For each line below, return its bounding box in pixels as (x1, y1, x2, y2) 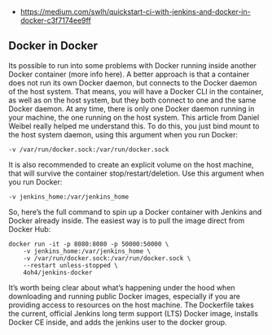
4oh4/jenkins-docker (23, 268, 93, 276)
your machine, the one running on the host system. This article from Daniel (8, 112, 260, 122)
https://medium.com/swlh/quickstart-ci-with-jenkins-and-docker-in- (20, 7, 251, 16)
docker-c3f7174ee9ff (20, 15, 91, 25)
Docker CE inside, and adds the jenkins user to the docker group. (8, 317, 227, 327)
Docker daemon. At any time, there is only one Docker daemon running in (8, 103, 255, 113)
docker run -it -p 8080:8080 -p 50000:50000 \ (8, 240, 169, 248)
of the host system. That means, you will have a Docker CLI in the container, (8, 86, 264, 96)
